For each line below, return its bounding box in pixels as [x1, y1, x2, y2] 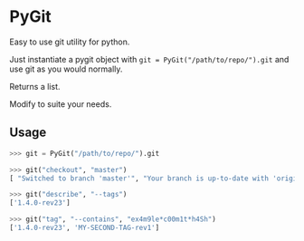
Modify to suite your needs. [9, 98, 112, 110]
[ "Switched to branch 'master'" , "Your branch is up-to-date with [9, 174, 270, 183]
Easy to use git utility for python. [9, 36, 130, 47]
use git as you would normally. [9, 63, 123, 74]
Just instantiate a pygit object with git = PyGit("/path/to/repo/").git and [9, 53, 290, 64]
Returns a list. [9, 81, 61, 92]
